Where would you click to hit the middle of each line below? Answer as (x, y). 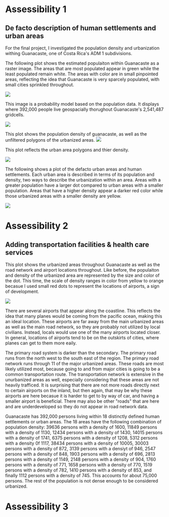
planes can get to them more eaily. (41, 343)
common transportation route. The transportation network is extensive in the (84, 374)
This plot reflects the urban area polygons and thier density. (67, 150)
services (19, 252)
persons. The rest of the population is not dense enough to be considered (82, 481)
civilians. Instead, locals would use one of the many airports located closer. (83, 332)
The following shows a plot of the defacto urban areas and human (73, 169)
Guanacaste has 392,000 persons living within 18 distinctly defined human (82, 416)
